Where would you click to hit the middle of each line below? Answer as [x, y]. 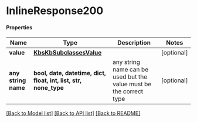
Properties [19, 27]
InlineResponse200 [55, 11]
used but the [130, 77]
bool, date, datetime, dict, [70, 73]
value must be [132, 84]
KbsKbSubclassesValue [67, 53]
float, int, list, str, [57, 80]
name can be [130, 70]
